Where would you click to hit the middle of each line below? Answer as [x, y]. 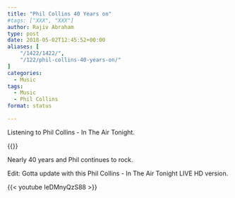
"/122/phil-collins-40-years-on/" [71, 60]
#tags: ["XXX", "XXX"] [41, 21]
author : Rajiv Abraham [41, 27]
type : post [23, 34]
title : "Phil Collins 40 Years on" [60, 14]
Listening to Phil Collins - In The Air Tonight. [71, 132]
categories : [25, 73]
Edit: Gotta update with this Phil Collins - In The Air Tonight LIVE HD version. [118, 173]
